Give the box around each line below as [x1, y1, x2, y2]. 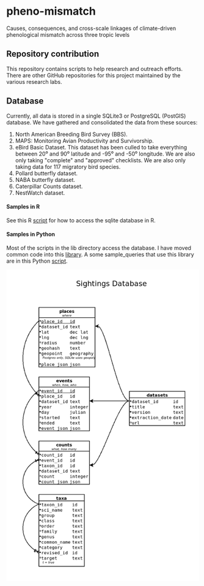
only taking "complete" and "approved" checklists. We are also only [15, 156, 186, 163]
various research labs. [6, 78, 62, 85]
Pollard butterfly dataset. [15, 170, 78, 177]
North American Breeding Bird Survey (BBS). [15, 130, 128, 138]
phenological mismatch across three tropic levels [6, 31, 130, 38]
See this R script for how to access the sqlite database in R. [6, 216, 156, 224]
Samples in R [6, 203, 40, 211]
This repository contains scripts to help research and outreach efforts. [6, 65, 183, 72]
